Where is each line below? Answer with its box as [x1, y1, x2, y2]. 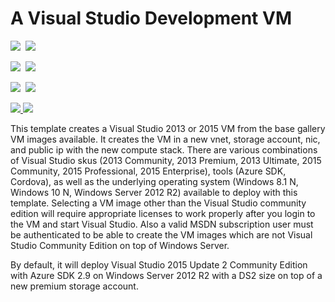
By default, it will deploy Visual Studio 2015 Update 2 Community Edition [10, 258, 308, 271]
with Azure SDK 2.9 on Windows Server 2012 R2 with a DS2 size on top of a [10, 269, 323, 281]
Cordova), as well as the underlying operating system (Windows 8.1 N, [10, 175, 299, 187]
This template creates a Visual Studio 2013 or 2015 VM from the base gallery [10, 122, 326, 134]
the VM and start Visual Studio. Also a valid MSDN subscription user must [10, 218, 314, 230]
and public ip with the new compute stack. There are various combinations [10, 143, 318, 156]
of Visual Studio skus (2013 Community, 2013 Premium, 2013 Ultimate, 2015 [10, 154, 322, 166]
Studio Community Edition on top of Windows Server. [10, 239, 230, 251]
